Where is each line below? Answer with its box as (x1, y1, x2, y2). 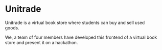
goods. (5, 25, 20, 30)
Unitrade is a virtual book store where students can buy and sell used (5, 20, 145, 25)
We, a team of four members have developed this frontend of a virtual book (5, 34, 157, 40)
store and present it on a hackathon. (5, 39, 78, 45)
